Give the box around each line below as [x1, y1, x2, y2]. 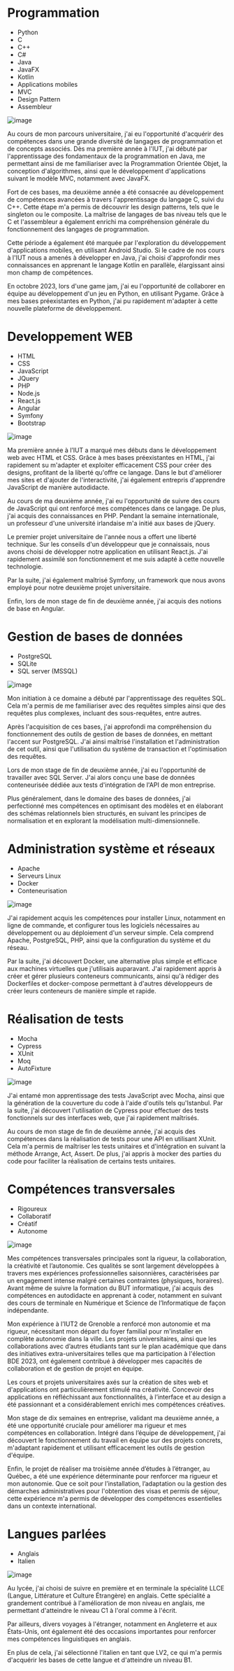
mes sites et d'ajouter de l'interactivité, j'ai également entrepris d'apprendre [7, 475, 226, 484]
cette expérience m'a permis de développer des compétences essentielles [7, 1494, 222, 1502]
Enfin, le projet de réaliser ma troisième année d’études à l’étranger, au [7, 1464, 210, 1473]
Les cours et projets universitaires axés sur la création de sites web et [7, 1378, 208, 1386]
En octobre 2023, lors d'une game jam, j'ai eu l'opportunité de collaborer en [7, 281, 226, 290]
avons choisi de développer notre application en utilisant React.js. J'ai [7, 547, 208, 556]
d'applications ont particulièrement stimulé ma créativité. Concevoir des [7, 1385, 214, 1394]
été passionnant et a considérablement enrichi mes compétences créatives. [7, 1400, 226, 1408]
